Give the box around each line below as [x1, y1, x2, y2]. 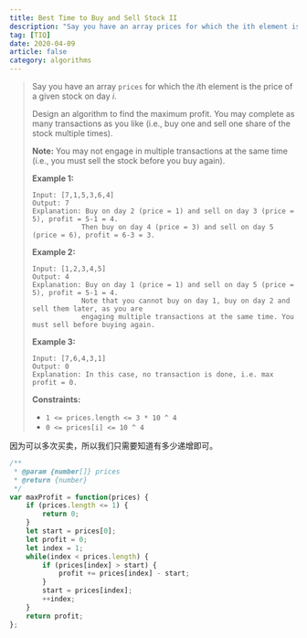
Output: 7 [31, 198, 70, 207]
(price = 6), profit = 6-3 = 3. [31, 230, 155, 239]
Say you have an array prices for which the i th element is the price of [31, 81, 293, 91]
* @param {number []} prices [13, 467, 121, 476]
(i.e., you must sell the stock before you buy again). [31, 155, 226, 165]
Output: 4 [31, 272, 70, 282]
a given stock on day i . [31, 90, 117, 101]
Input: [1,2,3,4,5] [31, 264, 107, 273]
